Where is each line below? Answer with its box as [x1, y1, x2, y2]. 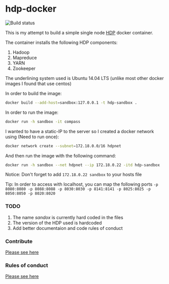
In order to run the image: [5, 109, 59, 115]
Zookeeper [12, 65, 36, 71]
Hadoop [12, 49, 29, 55]
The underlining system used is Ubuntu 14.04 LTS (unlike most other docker [5, 75, 164, 81]
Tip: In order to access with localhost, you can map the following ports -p [5, 181, 158, 187]
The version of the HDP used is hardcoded [12, 220, 102, 226]
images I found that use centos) [5, 80, 72, 87]
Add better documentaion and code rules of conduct [12, 225, 123, 231]
